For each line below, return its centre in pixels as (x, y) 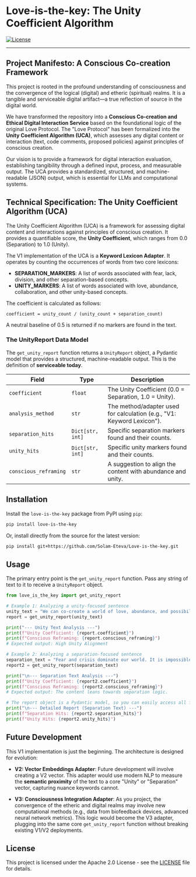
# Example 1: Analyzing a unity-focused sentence (68, 606)
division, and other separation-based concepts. (71, 279)
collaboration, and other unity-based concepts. (71, 292)
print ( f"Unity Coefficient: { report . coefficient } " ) (70, 633)
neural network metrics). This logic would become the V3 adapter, (94, 817)
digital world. (22, 105)
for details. (19, 869)
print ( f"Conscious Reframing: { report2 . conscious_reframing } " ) (85, 687)
